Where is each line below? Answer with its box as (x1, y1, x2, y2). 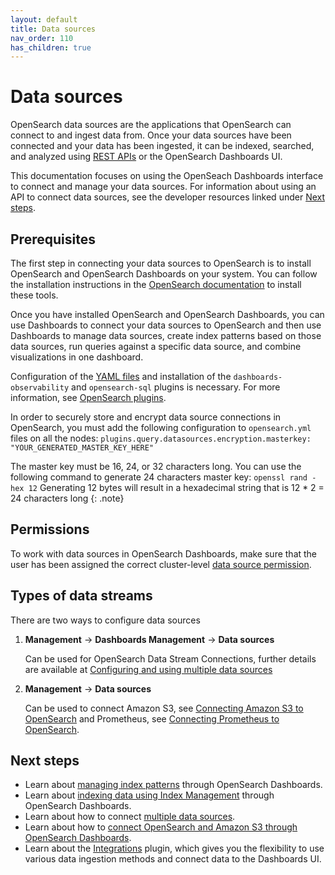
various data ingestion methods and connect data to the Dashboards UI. (24, 853, 322, 865)
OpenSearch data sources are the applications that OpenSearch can (10, 119, 292, 131)
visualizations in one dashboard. (10, 351, 144, 363)
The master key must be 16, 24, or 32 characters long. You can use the (10, 461, 302, 472)
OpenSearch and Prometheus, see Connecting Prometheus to (24, 712, 280, 725)
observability (10, 383, 70, 393)
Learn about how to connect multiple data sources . (24, 811, 236, 823)
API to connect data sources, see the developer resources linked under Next (10, 191, 326, 203)
